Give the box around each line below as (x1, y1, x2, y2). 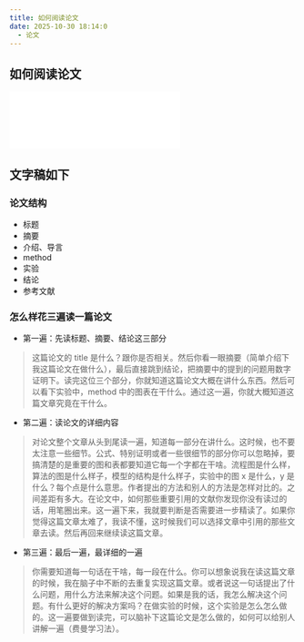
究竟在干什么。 (56, 398, 112, 409)
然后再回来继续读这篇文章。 (63, 527, 168, 538)
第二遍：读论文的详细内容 (22, 417, 119, 428)
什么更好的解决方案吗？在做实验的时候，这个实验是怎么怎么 (56, 600, 279, 611)
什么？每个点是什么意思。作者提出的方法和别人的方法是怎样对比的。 (31, 482, 288, 493)
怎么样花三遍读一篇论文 (9, 311, 112, 323)
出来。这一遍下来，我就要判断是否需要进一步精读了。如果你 (71, 504, 296, 515)
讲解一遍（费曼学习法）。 (31, 623, 125, 634)
